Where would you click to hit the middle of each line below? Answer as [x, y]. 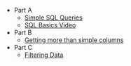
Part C [23, 47]
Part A [23, 10]
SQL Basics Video [50, 25]
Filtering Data [44, 55]
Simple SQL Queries [53, 18]
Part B [23, 32]
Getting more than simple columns [74, 40]
